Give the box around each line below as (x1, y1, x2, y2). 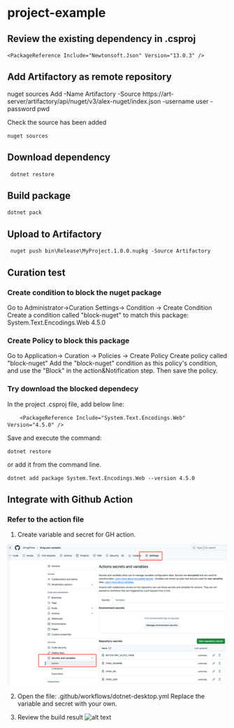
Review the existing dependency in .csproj (7, 33, 196, 45)
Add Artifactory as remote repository (7, 71, 173, 83)
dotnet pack (7, 209, 42, 216)
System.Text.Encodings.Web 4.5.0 (7, 318, 106, 327)
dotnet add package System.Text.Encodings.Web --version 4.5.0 (7, 474, 196, 482)
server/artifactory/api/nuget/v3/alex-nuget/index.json (7, 97, 161, 106)
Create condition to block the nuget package (7, 287, 162, 297)
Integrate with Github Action (7, 493, 133, 505)
